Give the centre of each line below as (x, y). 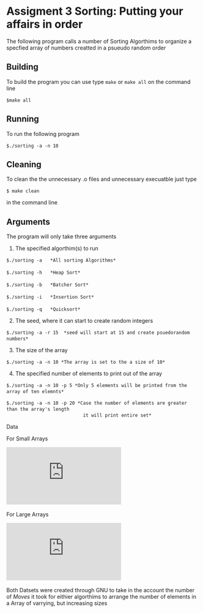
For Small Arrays (27, 438)
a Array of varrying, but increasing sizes (57, 603)
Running (23, 119)
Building (22, 67)
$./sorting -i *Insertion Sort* (50, 297)
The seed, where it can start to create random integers (84, 321)
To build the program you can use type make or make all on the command (98, 81)
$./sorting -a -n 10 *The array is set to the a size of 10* (86, 363)
